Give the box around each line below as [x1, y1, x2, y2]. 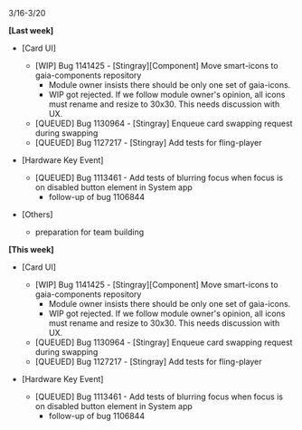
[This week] [8, 244, 55, 254]
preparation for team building [34, 226, 145, 237]
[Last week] [8, 25, 54, 35]
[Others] [21, 209, 53, 220]
